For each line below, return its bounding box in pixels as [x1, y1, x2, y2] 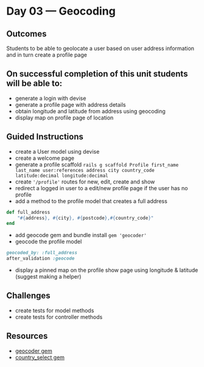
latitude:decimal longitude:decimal [15, 173, 108, 179]
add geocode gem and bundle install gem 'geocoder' [15, 232, 147, 239]
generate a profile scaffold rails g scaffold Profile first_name [15, 160, 179, 168]
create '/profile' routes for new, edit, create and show [15, 178, 155, 185]
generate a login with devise [15, 94, 86, 102]
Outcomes [6, 29, 47, 39]
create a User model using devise [15, 148, 100, 155]
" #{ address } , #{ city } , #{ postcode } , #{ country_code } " [17, 215, 154, 221]
